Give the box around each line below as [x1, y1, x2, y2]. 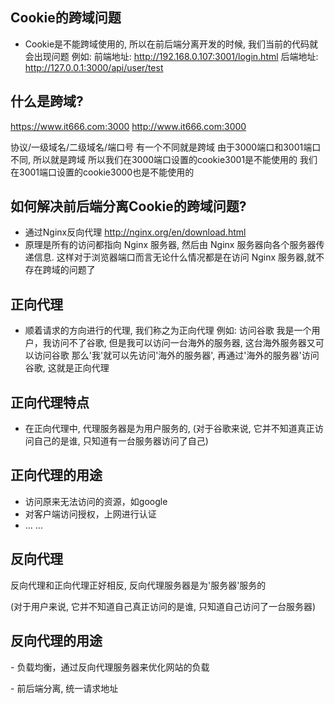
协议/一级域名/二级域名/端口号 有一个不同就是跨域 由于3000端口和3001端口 [10, 141, 322, 153]
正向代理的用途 [10, 467, 103, 484]
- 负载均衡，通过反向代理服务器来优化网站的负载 [10, 661, 210, 673]
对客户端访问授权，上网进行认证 [24, 508, 157, 520]
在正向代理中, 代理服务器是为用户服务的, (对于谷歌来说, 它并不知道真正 [24, 423, 315, 435]
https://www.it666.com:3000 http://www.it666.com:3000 [10, 120, 247, 132]
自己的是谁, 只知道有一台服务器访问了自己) [33, 435, 209, 447]
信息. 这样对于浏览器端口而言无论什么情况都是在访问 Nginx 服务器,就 [33, 251, 317, 263]
